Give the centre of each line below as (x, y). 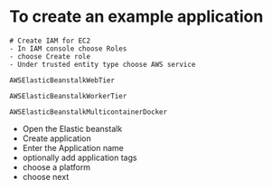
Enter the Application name (73, 147)
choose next (46, 176)
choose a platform (56, 167)
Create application (57, 138)
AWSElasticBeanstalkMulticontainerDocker (89, 112)
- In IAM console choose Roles (68, 48)
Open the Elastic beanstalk (72, 128)
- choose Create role (50, 56)
